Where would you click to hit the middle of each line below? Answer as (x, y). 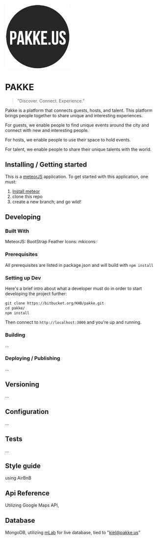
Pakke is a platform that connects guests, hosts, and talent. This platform (79, 110)
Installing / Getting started (46, 165)
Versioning (22, 385)
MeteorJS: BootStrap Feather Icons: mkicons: (51, 242)
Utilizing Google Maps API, (32, 505)
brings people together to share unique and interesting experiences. (74, 115)
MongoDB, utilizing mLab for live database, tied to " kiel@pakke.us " (73, 532)
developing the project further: (36, 294)
